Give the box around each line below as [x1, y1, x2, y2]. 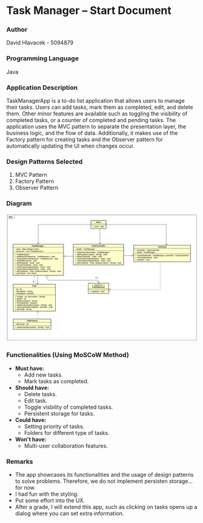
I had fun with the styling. [15, 490, 79, 497]
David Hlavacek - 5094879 [6, 39, 74, 46]
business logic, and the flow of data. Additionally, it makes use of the [6, 129, 178, 137]
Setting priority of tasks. [24, 423, 85, 430]
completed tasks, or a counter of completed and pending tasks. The [6, 117, 176, 124]
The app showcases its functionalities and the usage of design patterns [15, 471, 194, 478]
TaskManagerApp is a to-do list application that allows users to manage [6, 97, 185, 104]
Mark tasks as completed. [24, 377, 89, 385]
